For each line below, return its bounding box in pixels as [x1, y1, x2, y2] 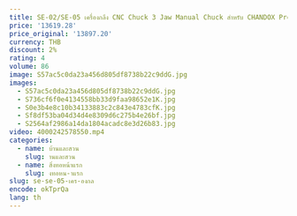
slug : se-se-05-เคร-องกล [9, 177, 95, 186]
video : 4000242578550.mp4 [9, 128, 104, 137]
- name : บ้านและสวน [17, 144, 80, 153]
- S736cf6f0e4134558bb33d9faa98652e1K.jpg [17, 94, 176, 104]
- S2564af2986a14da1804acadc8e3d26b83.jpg [17, 120, 176, 129]
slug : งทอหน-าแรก [25, 168, 84, 177]
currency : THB [9, 37, 62, 47]
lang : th [9, 193, 42, 203]
